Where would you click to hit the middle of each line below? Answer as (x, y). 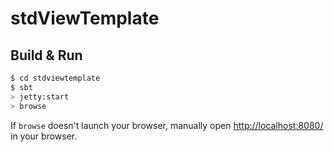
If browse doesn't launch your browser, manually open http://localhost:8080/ (167, 125)
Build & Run (46, 55)
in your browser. (44, 136)
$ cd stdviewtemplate (55, 78)
